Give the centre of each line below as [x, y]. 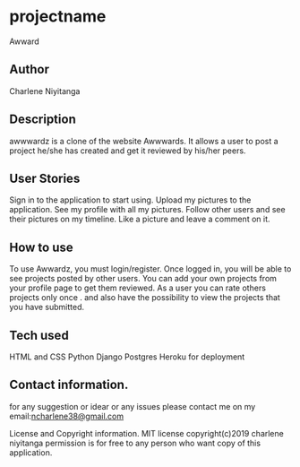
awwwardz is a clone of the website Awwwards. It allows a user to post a [144, 141]
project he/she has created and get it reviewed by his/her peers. [128, 151]
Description [43, 120]
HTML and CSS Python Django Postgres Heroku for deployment [127, 357]
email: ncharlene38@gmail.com [67, 416]
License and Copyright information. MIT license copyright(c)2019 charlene [146, 433]
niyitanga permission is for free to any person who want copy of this [135, 443]
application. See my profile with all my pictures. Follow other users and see [147, 210]
